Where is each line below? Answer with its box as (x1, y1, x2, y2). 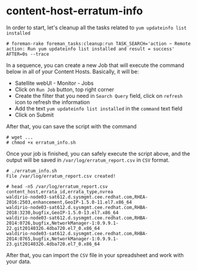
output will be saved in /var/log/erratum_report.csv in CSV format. (6, 156, 170, 164)
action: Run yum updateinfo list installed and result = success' (6, 46, 175, 52)
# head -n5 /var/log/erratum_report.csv (6, 183, 109, 189)
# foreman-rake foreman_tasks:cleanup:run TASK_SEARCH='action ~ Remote (6, 41, 191, 47)
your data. (6, 258, 32, 265)
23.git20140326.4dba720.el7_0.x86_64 (6, 241, 100, 247)
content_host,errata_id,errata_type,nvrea (6, 189, 113, 195)
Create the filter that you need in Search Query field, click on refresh (14, 92, 183, 99)
